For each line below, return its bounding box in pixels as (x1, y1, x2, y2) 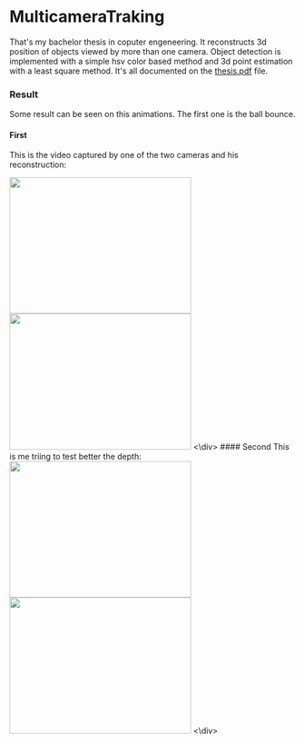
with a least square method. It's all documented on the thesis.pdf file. (9, 65, 269, 76)
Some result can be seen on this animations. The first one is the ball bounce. (9, 109, 296, 120)
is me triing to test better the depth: (9, 451, 142, 462)
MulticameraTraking (9, 6, 165, 27)
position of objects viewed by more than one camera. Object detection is (9, 45, 281, 56)
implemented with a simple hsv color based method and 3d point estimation (9, 55, 293, 66)
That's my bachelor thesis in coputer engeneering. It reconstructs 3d (9, 36, 268, 47)
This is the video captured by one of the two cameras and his (9, 150, 239, 161)
